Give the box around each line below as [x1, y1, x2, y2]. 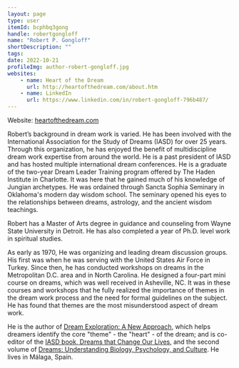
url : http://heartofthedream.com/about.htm [26, 83, 158, 90]
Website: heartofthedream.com [7, 116, 99, 125]
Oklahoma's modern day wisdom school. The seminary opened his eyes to [7, 190, 227, 199]
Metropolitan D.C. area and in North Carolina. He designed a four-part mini [7, 271, 226, 279]
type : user [7, 17, 40, 24]
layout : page [7, 10, 46, 18]
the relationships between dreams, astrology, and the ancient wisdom [7, 198, 213, 206]
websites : [7, 70, 37, 77]
